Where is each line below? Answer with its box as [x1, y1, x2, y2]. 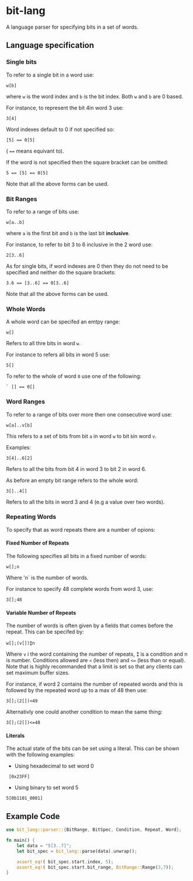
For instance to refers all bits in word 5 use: [6, 351, 110, 358]
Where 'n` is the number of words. [6, 574, 89, 581]
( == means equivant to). [6, 147, 64, 154]
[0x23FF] [8, 774, 30, 780]
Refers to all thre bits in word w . [6, 340, 81, 347]
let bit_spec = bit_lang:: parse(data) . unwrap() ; [16, 848, 137, 854]
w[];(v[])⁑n [6, 641, 35, 646]
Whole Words [6, 305, 46, 313]
